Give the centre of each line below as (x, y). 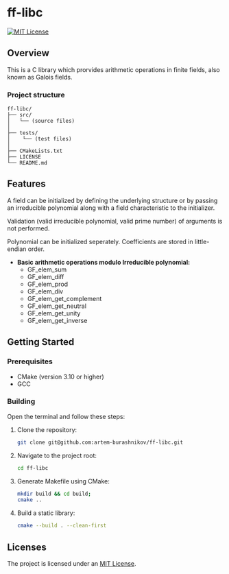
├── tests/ (23, 133)
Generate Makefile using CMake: (63, 481)
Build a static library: (46, 513)
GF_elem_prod (48, 284)
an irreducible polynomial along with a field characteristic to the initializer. (111, 208)
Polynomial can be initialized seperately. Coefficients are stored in (100, 241)
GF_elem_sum (47, 270)
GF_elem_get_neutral (57, 306)
